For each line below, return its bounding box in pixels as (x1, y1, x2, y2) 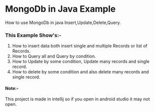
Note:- (5, 85, 19, 91)
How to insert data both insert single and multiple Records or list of (12, 43, 148, 49)
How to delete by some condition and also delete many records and (12, 69, 149, 75)
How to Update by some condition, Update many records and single (12, 59, 150, 65)
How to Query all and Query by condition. (12, 53, 97, 59)
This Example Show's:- (5, 32, 62, 39)
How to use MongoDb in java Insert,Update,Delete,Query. (5, 20, 121, 25)
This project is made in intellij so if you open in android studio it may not (5, 96, 150, 102)
